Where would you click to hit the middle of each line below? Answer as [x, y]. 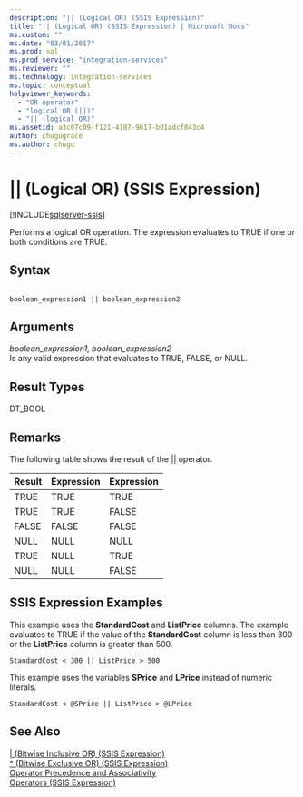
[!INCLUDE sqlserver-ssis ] [58, 214]
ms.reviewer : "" [40, 69]
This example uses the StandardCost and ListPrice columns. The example [149, 625]
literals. [23, 687]
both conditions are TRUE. [59, 241]
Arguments [42, 326]
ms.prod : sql [34, 52]
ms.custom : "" [36, 34]
